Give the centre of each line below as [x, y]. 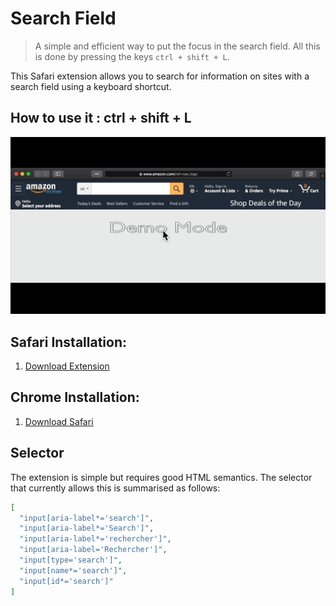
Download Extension [67, 366]
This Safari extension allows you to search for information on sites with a [160, 76]
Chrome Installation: [75, 397]
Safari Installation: [69, 342]
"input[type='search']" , [71, 560]
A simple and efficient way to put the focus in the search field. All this [177, 46]
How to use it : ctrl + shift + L [101, 118]
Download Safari [59, 421]
